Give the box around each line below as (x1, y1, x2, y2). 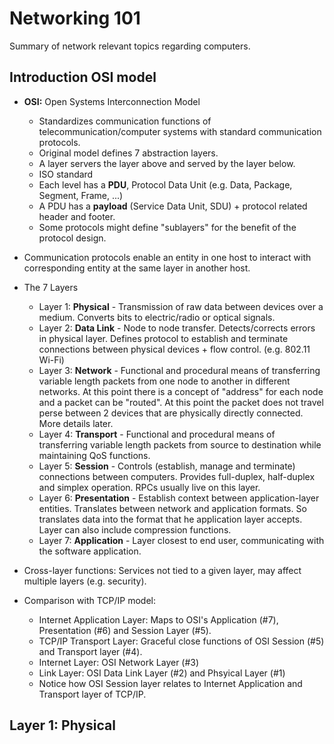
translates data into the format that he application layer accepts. (38, 513, 303, 525)
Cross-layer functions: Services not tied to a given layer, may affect (23, 564, 302, 576)
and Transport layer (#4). (38, 645, 143, 657)
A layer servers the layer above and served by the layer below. (38, 157, 296, 169)
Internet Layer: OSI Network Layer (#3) (38, 656, 200, 668)
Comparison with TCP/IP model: (23, 594, 156, 606)
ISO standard (38, 168, 94, 180)
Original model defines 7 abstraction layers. (38, 147, 219, 159)
